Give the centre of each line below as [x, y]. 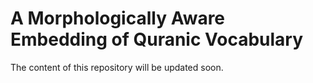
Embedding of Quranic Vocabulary [157, 39]
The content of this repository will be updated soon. [117, 67]
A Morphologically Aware [118, 18]
